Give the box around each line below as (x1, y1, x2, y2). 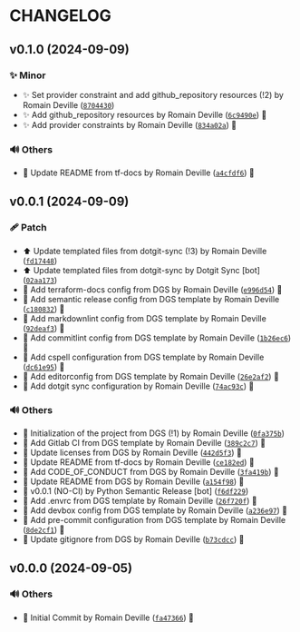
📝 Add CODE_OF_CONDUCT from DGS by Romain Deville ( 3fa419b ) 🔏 (22, 467, 279, 478)
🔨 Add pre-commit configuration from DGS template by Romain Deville (22, 515, 286, 526)
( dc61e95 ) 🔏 (22, 360, 65, 372)
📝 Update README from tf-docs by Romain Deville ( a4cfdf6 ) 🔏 (22, 167, 256, 178)
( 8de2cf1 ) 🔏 (22, 524, 65, 536)
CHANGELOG (9, 5, 111, 26)
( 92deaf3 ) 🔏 (22, 322, 65, 333)
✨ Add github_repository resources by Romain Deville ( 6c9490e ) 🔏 (22, 109, 267, 120)
